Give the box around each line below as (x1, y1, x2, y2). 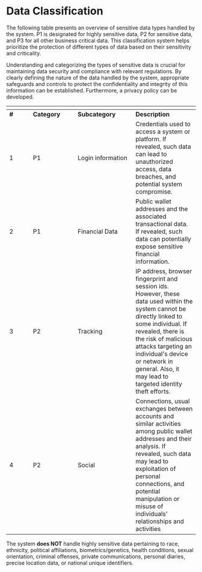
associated (135, 212, 167, 221)
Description (135, 110, 170, 118)
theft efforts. (135, 387, 171, 395)
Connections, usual (135, 397, 191, 405)
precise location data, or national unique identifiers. (6, 559, 134, 566)
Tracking (78, 327, 103, 335)
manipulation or (135, 494, 180, 503)
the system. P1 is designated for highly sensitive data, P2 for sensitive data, (6, 30, 193, 37)
